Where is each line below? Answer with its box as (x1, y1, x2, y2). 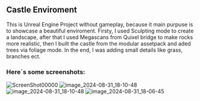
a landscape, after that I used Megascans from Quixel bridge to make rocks (6, 33, 193, 41)
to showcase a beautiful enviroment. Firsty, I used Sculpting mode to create (6, 27, 194, 34)
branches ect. (6, 52, 41, 60)
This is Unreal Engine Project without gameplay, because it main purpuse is (6, 20, 193, 28)
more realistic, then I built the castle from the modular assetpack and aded (6, 40, 191, 47)
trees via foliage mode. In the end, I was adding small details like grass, (6, 46, 183, 54)
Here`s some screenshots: (6, 67, 86, 76)
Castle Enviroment (6, 5, 77, 15)
